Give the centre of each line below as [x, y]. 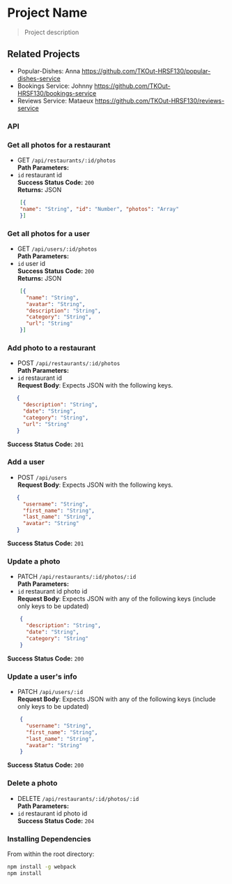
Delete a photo [32, 783]
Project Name [47, 13]
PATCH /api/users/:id [50, 692]
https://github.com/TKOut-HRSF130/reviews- [160, 101]
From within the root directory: [51, 854]
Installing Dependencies [49, 839]
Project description [52, 32]
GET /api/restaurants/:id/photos [67, 160]
